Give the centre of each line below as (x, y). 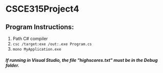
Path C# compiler (30, 38)
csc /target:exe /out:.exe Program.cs (52, 44)
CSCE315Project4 (43, 9)
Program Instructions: (40, 27)
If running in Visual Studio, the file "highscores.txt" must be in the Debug (82, 60)
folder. (12, 65)
